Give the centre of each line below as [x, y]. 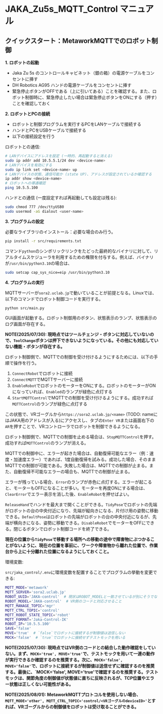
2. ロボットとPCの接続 [27, 114]
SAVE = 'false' [18, 629]
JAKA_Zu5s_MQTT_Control [62, 9]
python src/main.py [25, 308]
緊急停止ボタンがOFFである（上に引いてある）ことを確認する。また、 [82, 91]
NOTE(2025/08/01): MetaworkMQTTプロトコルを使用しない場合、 [73, 694]
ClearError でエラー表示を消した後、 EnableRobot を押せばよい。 [69, 494]
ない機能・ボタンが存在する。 [35, 347]
